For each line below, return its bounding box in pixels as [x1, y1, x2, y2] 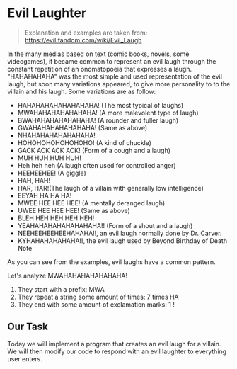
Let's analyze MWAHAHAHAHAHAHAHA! [7, 271, 127, 280]
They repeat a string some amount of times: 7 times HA [17, 293, 179, 301]
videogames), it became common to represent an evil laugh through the [7, 57, 216, 65]
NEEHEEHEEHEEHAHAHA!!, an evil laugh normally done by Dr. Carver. [17, 229, 222, 237]
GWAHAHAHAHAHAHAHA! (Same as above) [17, 123, 148, 132]
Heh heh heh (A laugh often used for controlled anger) [17, 161, 176, 169]
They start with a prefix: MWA [17, 285, 105, 293]
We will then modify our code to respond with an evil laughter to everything [7, 347, 227, 356]
